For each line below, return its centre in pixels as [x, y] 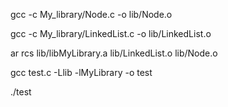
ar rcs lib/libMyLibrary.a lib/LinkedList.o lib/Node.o [114, 53]
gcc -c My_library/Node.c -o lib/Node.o [91, 14]
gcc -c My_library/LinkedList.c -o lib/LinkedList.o [111, 33]
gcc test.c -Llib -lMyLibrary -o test [81, 72]
